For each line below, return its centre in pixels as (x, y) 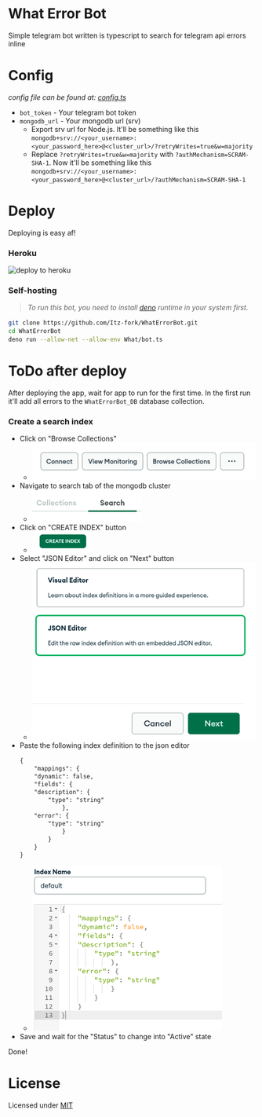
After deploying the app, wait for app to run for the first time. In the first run (129, 393)
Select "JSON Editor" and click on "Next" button (97, 558)
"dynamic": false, (64, 776)
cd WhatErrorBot (35, 331)
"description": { (62, 792)
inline (17, 43)
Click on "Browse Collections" (68, 439)
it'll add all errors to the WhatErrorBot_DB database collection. (107, 401)
